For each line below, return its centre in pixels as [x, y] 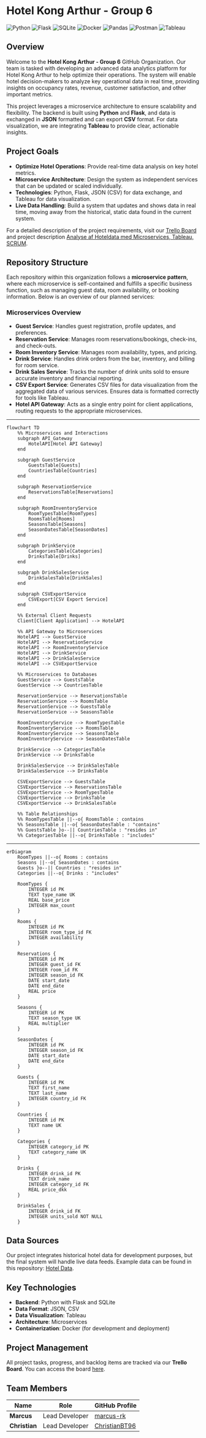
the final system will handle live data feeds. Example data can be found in [99, 1262]
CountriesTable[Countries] [63, 470]
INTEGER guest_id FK [55, 964]
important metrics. [30, 94]
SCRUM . [17, 243]
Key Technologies [41, 1288]
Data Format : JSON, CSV [47, 1309]
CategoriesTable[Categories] [66, 551]
